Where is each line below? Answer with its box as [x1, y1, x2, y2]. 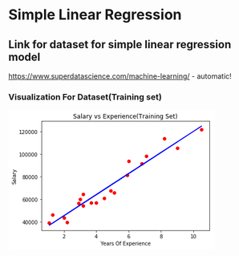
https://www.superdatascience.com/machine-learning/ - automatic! [8, 71, 233, 81]
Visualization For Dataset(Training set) [8, 91, 162, 102]
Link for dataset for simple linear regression [8, 38, 232, 51]
